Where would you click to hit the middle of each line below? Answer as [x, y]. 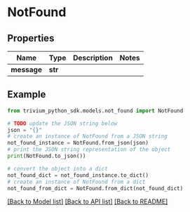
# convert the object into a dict [58, 168]
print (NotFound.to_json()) [47, 156]
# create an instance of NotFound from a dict [76, 182]
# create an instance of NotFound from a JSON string [88, 137]
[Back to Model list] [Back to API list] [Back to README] [88, 201]
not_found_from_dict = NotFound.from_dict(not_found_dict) [95, 188]
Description [93, 58]
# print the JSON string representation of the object [89, 150]
